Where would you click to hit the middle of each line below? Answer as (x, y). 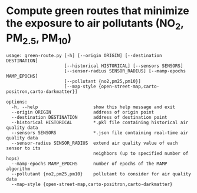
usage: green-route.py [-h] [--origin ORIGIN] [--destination (84, 56)
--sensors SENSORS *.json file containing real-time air (100, 133)
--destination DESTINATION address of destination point (89, 118)
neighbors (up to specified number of (141, 154)
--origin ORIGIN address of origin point (83, 112)
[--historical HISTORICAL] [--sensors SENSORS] (124, 66)
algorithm (18, 169)
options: (17, 102)
